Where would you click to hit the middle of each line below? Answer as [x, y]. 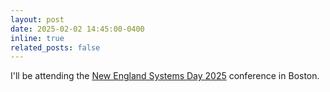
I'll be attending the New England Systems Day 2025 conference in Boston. [165, 76]
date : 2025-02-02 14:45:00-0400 [77, 29]
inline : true [37, 38]
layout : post [37, 19]
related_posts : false [55, 47]
